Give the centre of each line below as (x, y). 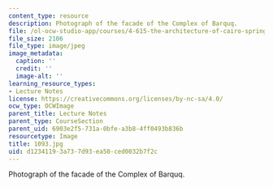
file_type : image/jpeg (47, 46)
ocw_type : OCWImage (41, 106)
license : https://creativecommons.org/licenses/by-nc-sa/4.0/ (116, 99)
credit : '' (34, 69)
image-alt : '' (39, 76)
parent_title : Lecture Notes (58, 114)
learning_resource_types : (52, 83)
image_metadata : (36, 53)
